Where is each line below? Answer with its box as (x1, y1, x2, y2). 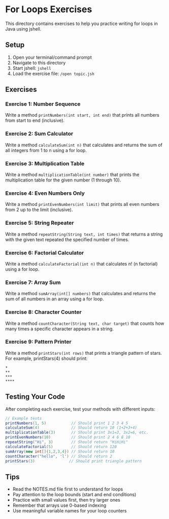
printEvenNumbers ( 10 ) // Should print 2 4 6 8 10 (5, 435, 130, 440)
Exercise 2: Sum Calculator (5, 130, 74, 137)
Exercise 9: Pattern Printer (5, 338, 72, 345)
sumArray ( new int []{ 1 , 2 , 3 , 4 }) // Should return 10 (5, 449, 115, 454)
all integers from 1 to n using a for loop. (5, 147, 87, 153)
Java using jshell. (5, 25, 42, 32)
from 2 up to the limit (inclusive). (5, 206, 73, 213)
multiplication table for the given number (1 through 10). (5, 177, 121, 183)
